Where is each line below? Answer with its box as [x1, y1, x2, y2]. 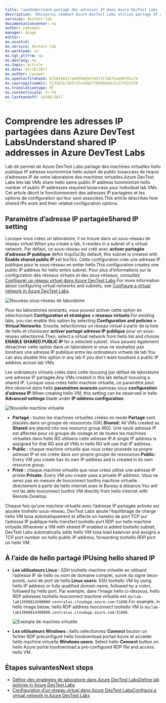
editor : [5, 35, 21, 40]
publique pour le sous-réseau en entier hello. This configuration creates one [5, 262, 159, 267]
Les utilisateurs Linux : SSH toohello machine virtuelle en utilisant [12, 567, 147, 573]
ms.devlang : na [5, 58, 37, 63]
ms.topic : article [5, 62, 43, 67]
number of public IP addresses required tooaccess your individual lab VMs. [5, 185, 158, 191]
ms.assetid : [5, 40, 30, 44]
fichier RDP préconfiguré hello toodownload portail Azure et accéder [12, 633, 152, 639]
